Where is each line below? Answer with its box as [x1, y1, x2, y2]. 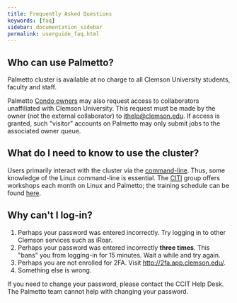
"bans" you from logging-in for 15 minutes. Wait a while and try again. [17, 250, 221, 259]
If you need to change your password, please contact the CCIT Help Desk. [7, 280, 224, 288]
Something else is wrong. [17, 265, 92, 274]
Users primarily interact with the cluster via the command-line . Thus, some [7, 166, 225, 175]
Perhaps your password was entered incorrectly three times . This [17, 243, 210, 252]
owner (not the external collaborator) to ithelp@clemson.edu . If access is [7, 111, 221, 121]
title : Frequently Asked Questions [7, 10, 112, 18]
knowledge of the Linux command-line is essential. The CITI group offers [7, 173, 221, 182]
